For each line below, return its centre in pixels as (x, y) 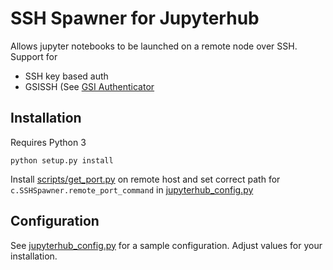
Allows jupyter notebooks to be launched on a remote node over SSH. (154, 46)
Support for (34, 56)
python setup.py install (62, 160)
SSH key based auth (66, 76)
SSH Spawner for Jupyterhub (135, 18)
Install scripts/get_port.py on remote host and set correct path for (145, 179)
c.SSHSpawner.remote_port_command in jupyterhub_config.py (132, 189)
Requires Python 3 (48, 142)
